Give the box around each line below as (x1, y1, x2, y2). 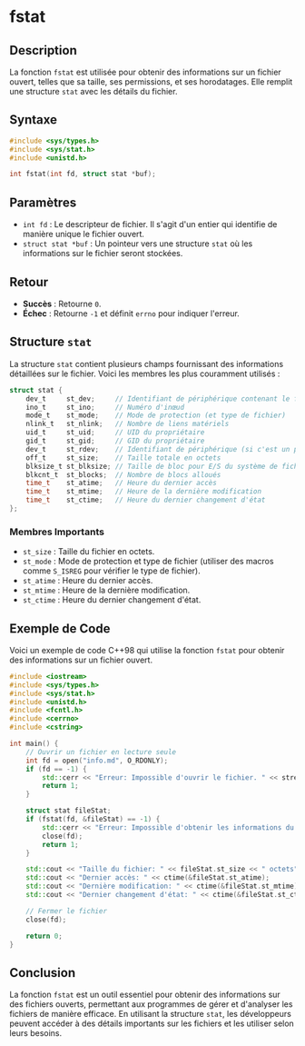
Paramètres (9, 194, 77, 210)
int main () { (9, 739, 59, 749)
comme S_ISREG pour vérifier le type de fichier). (22, 565, 202, 576)
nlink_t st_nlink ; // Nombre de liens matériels (25, 420, 230, 429)
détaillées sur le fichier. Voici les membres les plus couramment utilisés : (9, 368, 280, 379)
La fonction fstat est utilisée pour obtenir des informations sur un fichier (9, 66, 281, 77)
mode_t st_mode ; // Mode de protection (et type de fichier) (25, 411, 286, 420)
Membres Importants (9, 525, 104, 538)
